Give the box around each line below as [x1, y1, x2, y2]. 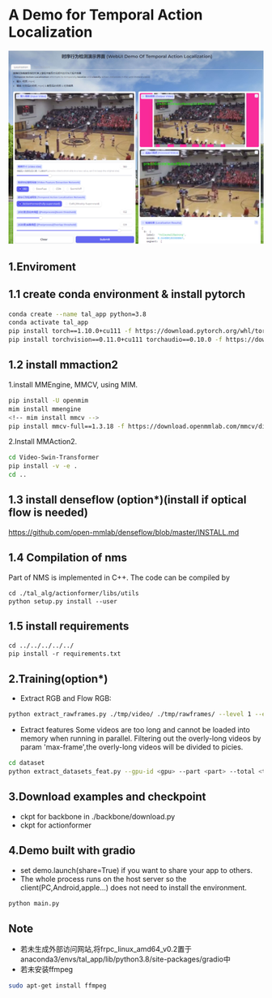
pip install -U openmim [8, 396, 89, 404]
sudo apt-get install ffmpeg [8, 982, 107, 990]
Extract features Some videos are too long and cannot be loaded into [19, 725, 251, 735]
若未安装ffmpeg [19, 965, 74, 974]
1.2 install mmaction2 [8, 358, 119, 372]
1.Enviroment [8, 260, 77, 274]
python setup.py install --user [8, 597, 117, 606]
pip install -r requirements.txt [8, 650, 121, 659]
